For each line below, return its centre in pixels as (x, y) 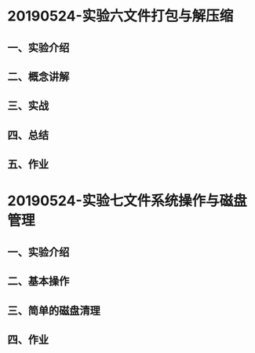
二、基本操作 (38, 281)
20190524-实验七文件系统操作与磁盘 (127, 201)
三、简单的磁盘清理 (54, 310)
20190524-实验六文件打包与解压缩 (120, 16)
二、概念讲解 (38, 77)
